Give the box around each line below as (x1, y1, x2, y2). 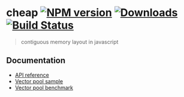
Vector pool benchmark (14, 84, 74, 91)
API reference (14, 71, 49, 79)
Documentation (6, 55, 66, 65)
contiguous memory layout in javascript (20, 38, 119, 45)
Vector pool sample (14, 77, 64, 85)
